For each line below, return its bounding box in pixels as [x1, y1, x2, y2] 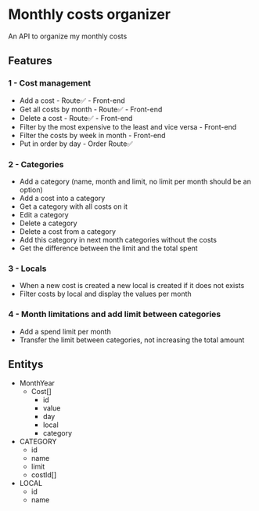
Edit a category [19, 210, 69, 219]
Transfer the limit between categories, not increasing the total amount [19, 335, 245, 345]
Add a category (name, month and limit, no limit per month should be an [19, 177, 252, 186]
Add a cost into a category [19, 193, 106, 203]
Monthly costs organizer [8, 5, 171, 24]
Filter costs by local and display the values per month [19, 289, 192, 299]
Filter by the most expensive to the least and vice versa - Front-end [19, 122, 237, 131]
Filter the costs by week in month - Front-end [19, 130, 166, 140]
